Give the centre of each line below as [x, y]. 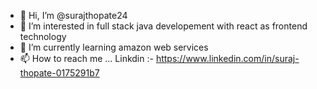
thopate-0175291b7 [59, 73]
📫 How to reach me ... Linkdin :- [86, 58]
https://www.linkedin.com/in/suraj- [227, 58]
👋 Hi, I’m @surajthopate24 [73, 15]
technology [43, 36]
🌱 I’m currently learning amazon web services [114, 47]
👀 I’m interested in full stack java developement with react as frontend [163, 26]
